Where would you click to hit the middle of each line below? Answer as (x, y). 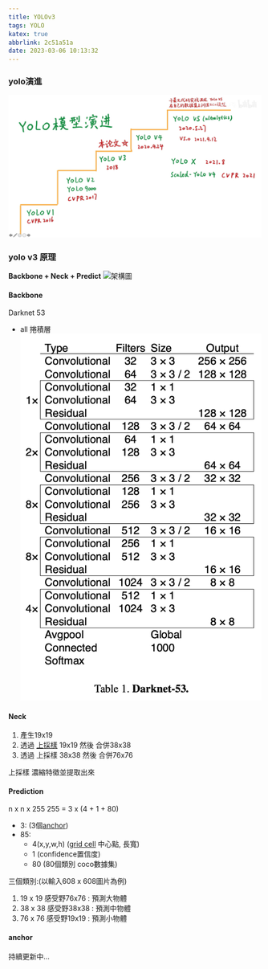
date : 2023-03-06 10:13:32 (53, 51)
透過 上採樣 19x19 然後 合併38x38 (75, 745)
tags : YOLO (26, 25)
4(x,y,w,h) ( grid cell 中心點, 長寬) (86, 844)
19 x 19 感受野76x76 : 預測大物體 (73, 898)
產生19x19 (37, 735)
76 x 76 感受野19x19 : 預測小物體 (73, 918)
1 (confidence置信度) (66, 854)
